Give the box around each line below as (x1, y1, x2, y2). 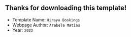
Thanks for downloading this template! (5, 4, 127, 12)
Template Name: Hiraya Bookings (12, 17, 80, 22)
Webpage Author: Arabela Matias (12, 22, 80, 28)
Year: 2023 (12, 27, 33, 33)
